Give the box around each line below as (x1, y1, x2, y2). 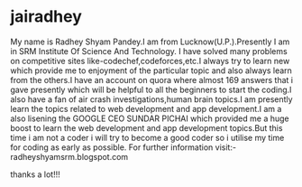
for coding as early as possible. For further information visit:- (10, 142, 237, 153)
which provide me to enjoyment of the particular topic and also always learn (10, 65, 292, 76)
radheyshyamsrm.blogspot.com (10, 151, 129, 162)
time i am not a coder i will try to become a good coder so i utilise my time (10, 132, 285, 143)
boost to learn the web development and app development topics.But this (10, 122, 283, 133)
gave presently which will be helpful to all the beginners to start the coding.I (10, 84, 292, 95)
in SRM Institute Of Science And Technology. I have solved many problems (10, 45, 288, 56)
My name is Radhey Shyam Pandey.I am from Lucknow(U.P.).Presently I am (10, 36, 290, 47)
